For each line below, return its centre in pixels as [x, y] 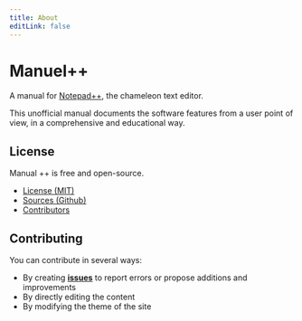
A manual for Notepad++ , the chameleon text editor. [106, 96]
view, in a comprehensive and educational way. [97, 123]
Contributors [46, 210]
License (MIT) [48, 191]
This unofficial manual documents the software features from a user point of [151, 113]
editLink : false [40, 26]
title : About [34, 18]
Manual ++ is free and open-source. [77, 174]
